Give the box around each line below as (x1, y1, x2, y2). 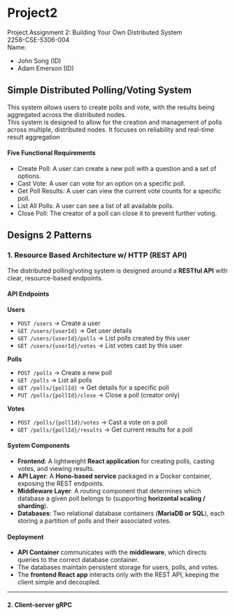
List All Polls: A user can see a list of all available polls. (17, 201, 175, 210)
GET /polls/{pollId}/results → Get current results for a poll (17, 425, 193, 434)
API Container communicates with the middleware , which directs (17, 548, 207, 556)
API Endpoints (7, 289, 50, 299)
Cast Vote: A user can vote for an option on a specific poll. (17, 179, 186, 187)
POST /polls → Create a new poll (17, 368, 112, 376)
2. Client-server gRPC (7, 601, 72, 609)
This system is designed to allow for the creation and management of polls (7, 118, 222, 126)
